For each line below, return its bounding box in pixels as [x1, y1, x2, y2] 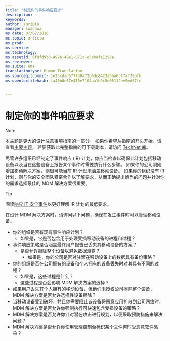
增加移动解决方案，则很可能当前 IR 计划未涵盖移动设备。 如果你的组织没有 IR [5, 168, 165, 174]
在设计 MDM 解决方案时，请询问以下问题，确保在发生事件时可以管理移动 [5, 211, 157, 218]
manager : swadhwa [5, 26, 42, 31]
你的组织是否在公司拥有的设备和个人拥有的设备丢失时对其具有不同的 [12, 260, 155, 267]
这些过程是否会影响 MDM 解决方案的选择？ [20, 279, 110, 285]
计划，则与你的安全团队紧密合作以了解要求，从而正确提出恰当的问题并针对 [5, 174, 160, 180]
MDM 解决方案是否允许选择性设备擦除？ [12, 292, 97, 298]
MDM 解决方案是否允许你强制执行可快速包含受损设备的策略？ [12, 305, 141, 311]
